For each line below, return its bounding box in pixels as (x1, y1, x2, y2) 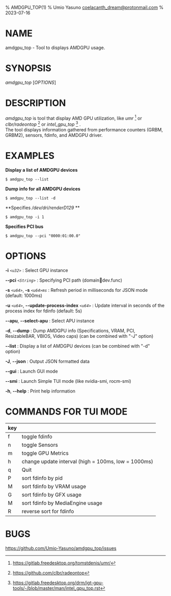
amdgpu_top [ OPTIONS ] (5, 79, 56, 85)
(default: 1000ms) (5, 292, 42, 299)
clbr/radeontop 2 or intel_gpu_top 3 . (5, 120, 81, 127)
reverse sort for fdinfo (21, 508, 74, 515)
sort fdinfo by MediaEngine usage (21, 499, 103, 507)
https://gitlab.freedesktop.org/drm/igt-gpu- (12, 580, 104, 586)
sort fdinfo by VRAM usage (21, 483, 87, 490)
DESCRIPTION (5, 97, 66, 109)
